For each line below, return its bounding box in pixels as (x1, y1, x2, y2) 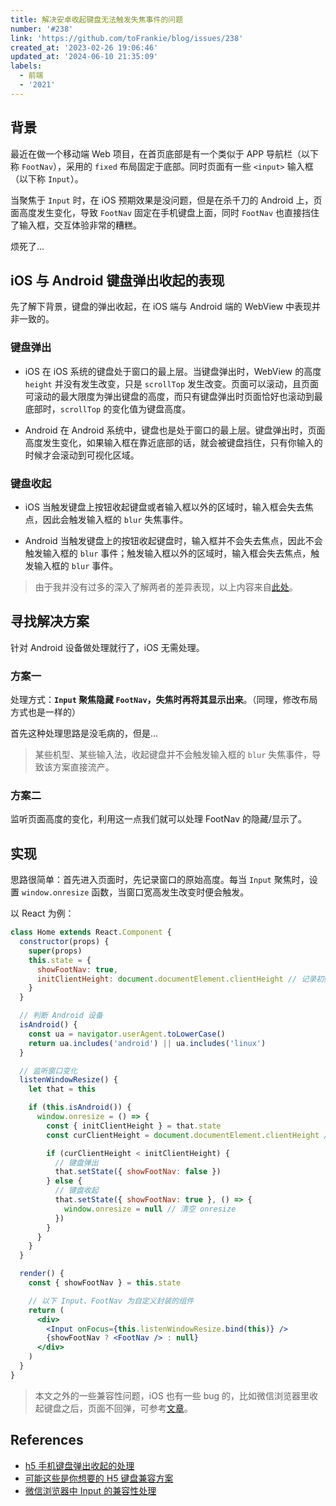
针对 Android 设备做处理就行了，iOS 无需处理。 (10, 641, 205, 653)
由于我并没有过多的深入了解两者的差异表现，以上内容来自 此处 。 (34, 581, 298, 593)
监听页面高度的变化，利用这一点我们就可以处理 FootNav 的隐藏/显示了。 (10, 813, 308, 825)
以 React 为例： (10, 907, 75, 920)
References (10, 1432, 84, 1449)
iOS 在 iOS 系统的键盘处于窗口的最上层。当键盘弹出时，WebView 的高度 (24, 365, 322, 377)
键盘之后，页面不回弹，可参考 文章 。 (43, 1402, 193, 1414)
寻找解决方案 (10, 613, 90, 630)
